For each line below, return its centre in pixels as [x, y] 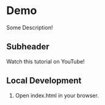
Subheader [28, 47]
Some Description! [30, 27]
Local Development [44, 81]
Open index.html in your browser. [57, 95]
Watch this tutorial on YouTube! [45, 61]
